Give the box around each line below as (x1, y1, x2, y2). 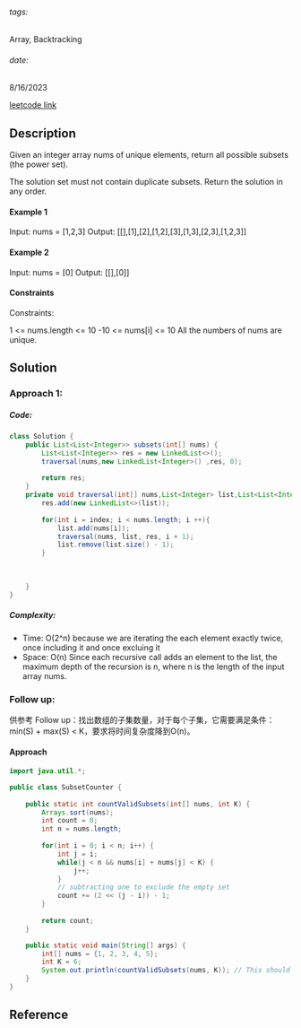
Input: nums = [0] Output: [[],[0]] (9, 266, 130, 277)
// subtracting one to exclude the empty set (56, 883, 230, 892)
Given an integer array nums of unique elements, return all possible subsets (9, 150, 289, 161)
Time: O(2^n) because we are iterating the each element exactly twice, (21, 632, 284, 643)
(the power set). (9, 159, 69, 170)
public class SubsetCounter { (9, 782, 123, 792)
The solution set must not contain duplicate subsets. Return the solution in (9, 177, 284, 187)
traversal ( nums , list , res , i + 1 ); (56, 532, 194, 541)
